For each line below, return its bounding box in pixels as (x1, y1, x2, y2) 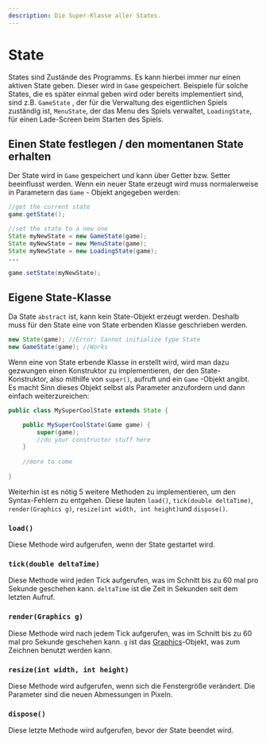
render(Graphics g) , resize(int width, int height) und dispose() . (8, 504, 228, 513)
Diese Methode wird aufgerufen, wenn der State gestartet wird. (8, 540, 216, 549)
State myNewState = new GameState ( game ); (8, 232, 148, 240)
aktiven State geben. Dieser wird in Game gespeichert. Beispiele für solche (8, 80, 249, 90)
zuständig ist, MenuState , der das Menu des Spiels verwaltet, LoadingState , (8, 106, 253, 115)
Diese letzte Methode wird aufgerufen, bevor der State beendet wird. (8, 726, 234, 735)
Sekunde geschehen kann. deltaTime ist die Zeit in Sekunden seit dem (8, 584, 238, 594)
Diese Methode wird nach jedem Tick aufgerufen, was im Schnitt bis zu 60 (8, 629, 253, 638)
